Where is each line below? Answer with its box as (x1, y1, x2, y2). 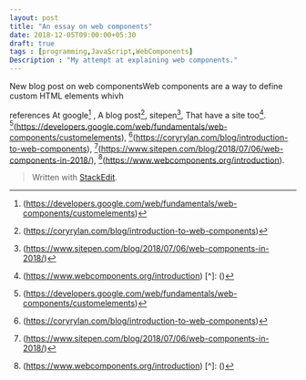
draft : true (9, 38, 55, 48)
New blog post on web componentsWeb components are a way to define (9, 81, 283, 91)
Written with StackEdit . (31, 172, 118, 183)
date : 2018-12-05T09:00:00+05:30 (9, 30, 137, 39)
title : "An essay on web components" (9, 22, 153, 31)
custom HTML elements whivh (9, 90, 125, 101)
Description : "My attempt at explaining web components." (9, 56, 239, 65)
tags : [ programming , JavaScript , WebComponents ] (9, 47, 194, 56)
